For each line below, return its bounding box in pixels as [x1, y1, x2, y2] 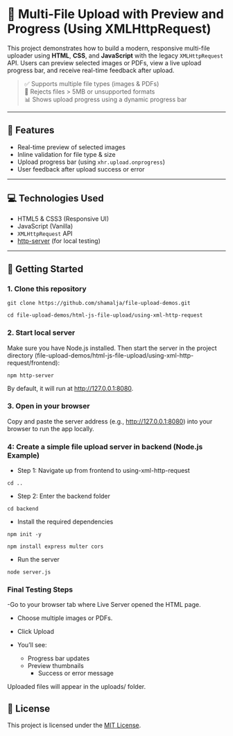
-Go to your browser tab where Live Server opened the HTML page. [7, 601, 201, 609]
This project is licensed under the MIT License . [7, 721, 141, 730]
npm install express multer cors [7, 543, 104, 551]
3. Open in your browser [7, 401, 90, 411]
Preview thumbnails [27, 662, 85, 670]
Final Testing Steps [7, 585, 74, 594]
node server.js [7, 569, 51, 576]
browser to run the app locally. [7, 424, 95, 433]
